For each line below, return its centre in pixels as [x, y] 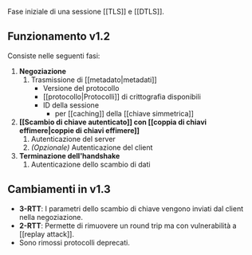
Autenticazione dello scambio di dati [91, 164]
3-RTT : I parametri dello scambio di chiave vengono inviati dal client [131, 208]
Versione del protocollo [81, 88]
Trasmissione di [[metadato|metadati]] [94, 80]
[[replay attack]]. [47, 233]
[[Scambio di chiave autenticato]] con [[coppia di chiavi [113, 122]
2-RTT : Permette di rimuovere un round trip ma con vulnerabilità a [128, 226]
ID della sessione [71, 105]
